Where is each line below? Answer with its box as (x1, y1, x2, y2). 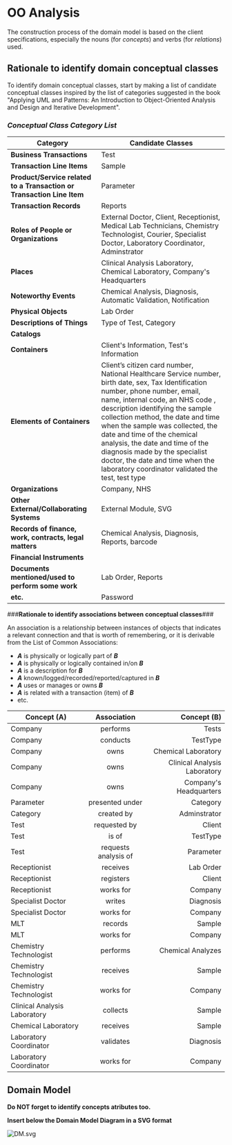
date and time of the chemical (101, 429, 198, 439)
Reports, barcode (101, 537, 157, 547)
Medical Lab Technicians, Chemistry (101, 221, 219, 231)
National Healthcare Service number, (101, 369, 221, 379)
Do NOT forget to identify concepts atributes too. (7, 1103, 151, 1111)
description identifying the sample (101, 404, 212, 414)
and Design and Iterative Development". (7, 103, 121, 112)
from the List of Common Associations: (7, 639, 119, 647)
